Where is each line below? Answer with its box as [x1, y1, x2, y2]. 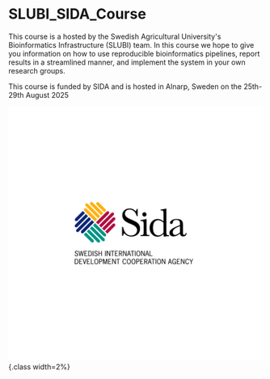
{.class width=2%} [8, 361, 70, 372]
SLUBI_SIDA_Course [8, 5, 147, 23]
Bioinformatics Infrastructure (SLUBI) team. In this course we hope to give [8, 40, 255, 49]
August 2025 [25, 90, 70, 99]
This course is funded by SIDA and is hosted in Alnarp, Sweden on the [8, 82, 243, 91]
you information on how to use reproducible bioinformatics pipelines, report [8, 48, 260, 58]
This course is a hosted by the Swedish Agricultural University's [8, 32, 221, 41]
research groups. [8, 65, 66, 75]
